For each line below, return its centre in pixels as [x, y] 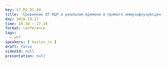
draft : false [19, 47]
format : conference [25, 28]
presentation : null [25, 56]
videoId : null [20, 51]
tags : [11, 33]
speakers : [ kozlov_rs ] [31, 42]
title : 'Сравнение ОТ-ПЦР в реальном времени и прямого [64, 14]
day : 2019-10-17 [22, 19]
